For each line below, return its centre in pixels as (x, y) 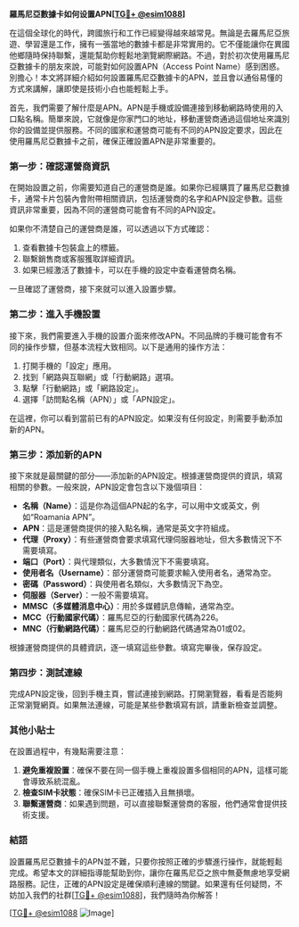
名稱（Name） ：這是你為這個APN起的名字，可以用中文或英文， (137, 505)
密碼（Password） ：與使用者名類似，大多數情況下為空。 (125, 584)
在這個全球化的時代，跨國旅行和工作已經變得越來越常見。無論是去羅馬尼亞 (145, 33)
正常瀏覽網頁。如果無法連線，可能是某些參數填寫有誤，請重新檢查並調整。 (145, 705)
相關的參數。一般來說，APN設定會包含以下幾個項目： (107, 486)
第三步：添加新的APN (56, 454)
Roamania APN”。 (67, 517)
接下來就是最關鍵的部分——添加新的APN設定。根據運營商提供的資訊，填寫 (146, 476)
